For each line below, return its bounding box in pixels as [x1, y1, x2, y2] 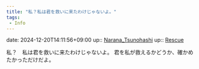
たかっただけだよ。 [6, 56, 55, 64]
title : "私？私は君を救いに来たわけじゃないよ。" [6, 8, 117, 15]
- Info [8, 20, 26, 26]
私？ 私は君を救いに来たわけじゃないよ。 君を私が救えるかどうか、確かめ [6, 49, 194, 56]
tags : [6, 14, 20, 20]
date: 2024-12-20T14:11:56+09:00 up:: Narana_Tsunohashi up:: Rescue [6, 37, 184, 44]
